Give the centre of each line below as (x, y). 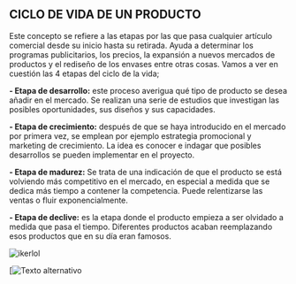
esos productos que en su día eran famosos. (91, 236)
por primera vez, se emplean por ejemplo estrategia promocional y (130, 135)
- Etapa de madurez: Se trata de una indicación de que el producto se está (146, 172)
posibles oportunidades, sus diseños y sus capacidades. (112, 109)
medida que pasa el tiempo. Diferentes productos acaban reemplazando (141, 226)
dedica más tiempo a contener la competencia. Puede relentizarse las (136, 190)
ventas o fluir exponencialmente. (68, 200)
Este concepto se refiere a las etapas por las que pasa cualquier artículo (141, 35)
